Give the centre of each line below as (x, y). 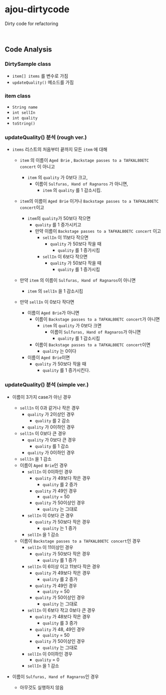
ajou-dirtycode (37, 9)
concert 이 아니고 (37, 166)
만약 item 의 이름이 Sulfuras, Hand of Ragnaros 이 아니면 (78, 280)
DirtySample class (28, 64)
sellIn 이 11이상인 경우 (50, 547)
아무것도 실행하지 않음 (42, 687)
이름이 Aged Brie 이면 (49, 357)
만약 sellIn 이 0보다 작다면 (47, 302)
